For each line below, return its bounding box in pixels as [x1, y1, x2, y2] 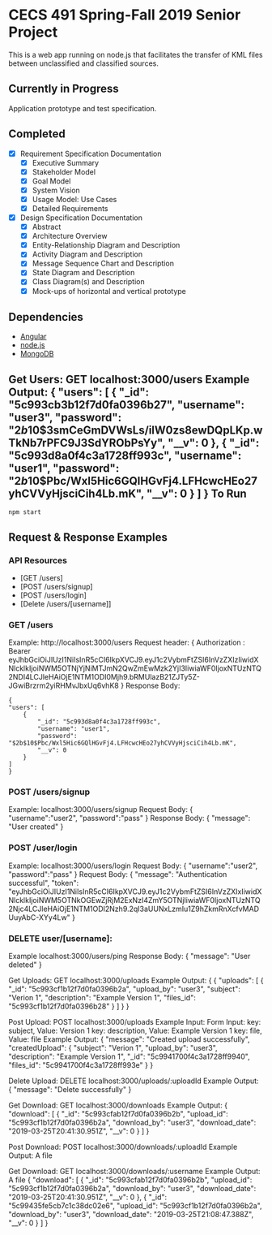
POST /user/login [8, 842, 78, 853]
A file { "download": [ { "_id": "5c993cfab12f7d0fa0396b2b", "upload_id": [8, 1175, 253, 1185]
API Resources [8, 555, 67, 566]
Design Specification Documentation [19, 213, 143, 222]
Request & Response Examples [8, 530, 168, 544]
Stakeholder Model [32, 166, 96, 176]
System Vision [32, 185, 81, 195]
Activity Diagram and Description [32, 249, 143, 259]
